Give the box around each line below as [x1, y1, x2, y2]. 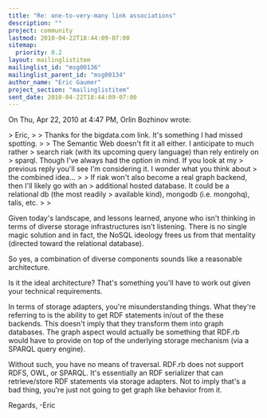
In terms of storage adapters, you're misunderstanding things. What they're [8, 302, 257, 311]
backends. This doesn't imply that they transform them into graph [8, 319, 224, 329]
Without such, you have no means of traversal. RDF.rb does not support [8, 360, 245, 369]
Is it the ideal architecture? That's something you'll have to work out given [8, 278, 251, 287]
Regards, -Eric [8, 400, 56, 410]
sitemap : [8, 41, 37, 49]
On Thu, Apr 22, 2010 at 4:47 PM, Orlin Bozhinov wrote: [8, 115, 191, 124]
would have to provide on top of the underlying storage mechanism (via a [8, 336, 249, 346]
